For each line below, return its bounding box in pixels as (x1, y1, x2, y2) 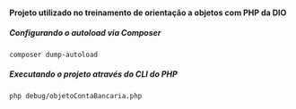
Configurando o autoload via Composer (9, 28, 161, 38)
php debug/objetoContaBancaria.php (9, 91, 143, 100)
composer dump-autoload (9, 50, 99, 59)
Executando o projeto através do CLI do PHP (9, 69, 178, 80)
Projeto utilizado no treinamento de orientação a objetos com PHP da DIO (9, 7, 287, 18)
